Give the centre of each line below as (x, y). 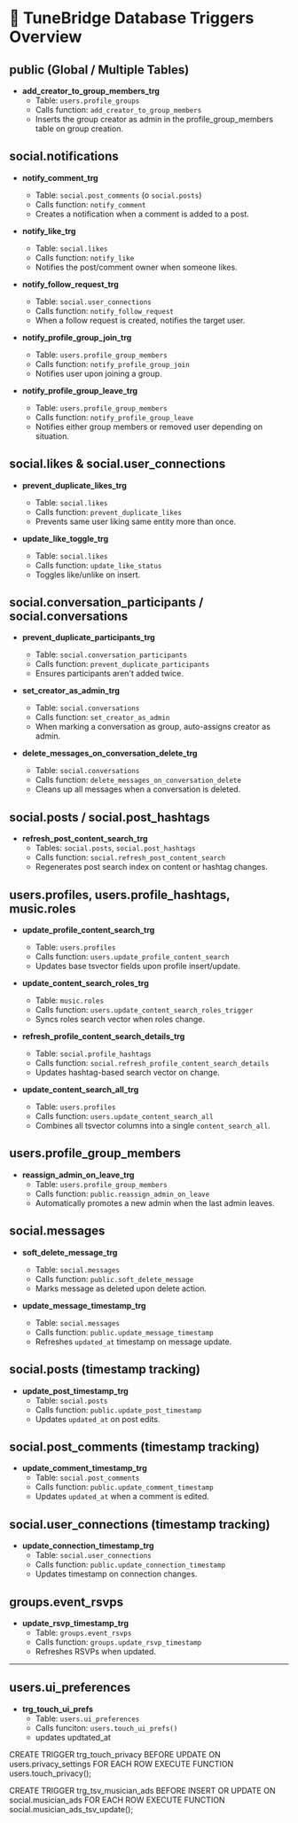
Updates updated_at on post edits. (98, 1419)
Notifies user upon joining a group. (98, 373)
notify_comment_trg (60, 177)
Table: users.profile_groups (87, 100)
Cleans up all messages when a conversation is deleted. (138, 789)
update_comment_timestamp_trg (85, 1468)
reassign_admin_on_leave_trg (78, 1175)
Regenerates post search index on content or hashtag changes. (151, 867)
